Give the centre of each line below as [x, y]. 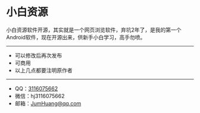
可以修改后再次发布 [38, 55]
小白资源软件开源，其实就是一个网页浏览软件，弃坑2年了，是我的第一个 [94, 30]
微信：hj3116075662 [40, 96]
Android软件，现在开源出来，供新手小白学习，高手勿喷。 [76, 37]
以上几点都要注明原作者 [43, 70]
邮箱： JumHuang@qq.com [48, 103]
